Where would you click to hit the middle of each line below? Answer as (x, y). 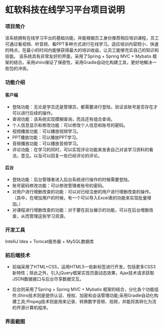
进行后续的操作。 (38, 113)
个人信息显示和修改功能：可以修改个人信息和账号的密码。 (70, 125)
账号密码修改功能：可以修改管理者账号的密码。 (59, 185)
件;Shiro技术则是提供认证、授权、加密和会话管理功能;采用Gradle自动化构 (85, 295)
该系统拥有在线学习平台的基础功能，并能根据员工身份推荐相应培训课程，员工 (82, 38)
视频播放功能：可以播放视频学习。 (46, 131)
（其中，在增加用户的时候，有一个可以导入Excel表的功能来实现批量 (80, 198)
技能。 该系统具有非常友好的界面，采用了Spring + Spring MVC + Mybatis (78, 56)
